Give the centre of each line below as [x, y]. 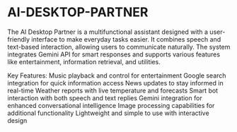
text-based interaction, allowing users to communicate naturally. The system [119, 47]
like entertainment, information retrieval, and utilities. [84, 61]
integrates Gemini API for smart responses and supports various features [114, 54]
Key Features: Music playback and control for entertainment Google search [117, 76]
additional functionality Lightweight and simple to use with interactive [109, 113]
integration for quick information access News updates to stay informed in [116, 83]
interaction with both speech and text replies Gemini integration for [105, 98]
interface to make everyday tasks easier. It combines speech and [126, 39]
